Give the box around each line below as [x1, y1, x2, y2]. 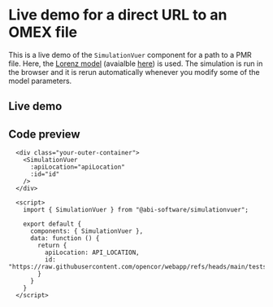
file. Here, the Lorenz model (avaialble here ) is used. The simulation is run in [8, 59, 263, 68]
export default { [23, 220, 82, 229]
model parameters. [8, 76, 72, 86]
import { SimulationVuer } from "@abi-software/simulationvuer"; [23, 206, 249, 214]
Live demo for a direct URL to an [8, 6, 227, 24]
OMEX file [8, 23, 78, 42]
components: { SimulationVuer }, [29, 227, 144, 235]
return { [37, 242, 67, 250]
